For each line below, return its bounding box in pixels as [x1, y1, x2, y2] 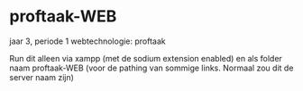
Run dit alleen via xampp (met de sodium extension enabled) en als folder [9, 53, 282, 63]
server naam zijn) [9, 71, 75, 82]
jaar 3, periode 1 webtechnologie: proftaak [9, 36, 166, 46]
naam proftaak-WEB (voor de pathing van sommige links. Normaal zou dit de [9, 62, 294, 73]
